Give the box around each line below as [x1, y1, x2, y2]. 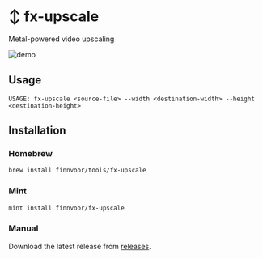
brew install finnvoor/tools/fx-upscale [8, 166, 147, 175]
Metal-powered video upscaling [8, 34, 115, 44]
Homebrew [8, 148, 53, 159]
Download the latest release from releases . [8, 241, 151, 251]
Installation [8, 124, 66, 138]
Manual [8, 223, 39, 234]
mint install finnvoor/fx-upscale [8, 204, 125, 212]
